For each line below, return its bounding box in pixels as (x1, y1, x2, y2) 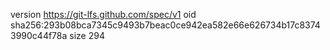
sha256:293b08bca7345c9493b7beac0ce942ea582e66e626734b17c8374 (10, 19, 321, 31)
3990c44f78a (10, 30, 68, 41)
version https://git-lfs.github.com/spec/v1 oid (10, 9, 197, 20)
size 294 (69, 30, 105, 41)
